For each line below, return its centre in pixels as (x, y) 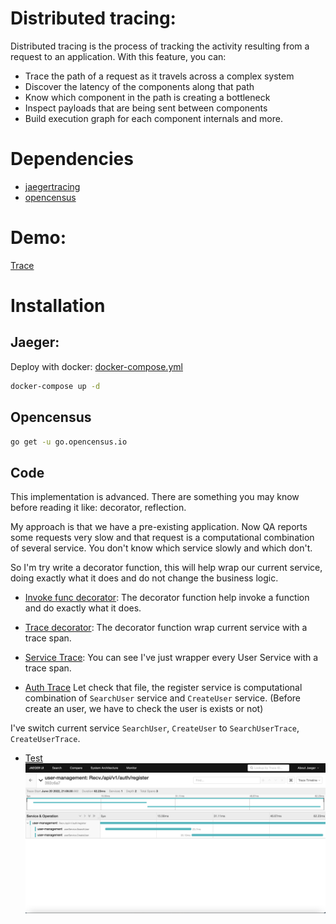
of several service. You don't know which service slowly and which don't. (161, 548)
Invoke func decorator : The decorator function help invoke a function (167, 598)
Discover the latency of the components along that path (139, 86)
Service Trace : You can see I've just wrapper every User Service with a (171, 658)
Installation (58, 306)
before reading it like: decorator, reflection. (98, 508)
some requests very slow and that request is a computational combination (162, 538)
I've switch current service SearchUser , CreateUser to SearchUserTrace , (155, 728)
